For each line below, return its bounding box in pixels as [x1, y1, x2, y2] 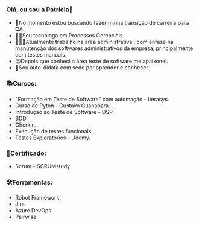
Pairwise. [14, 214, 38, 221]
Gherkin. [14, 121, 37, 128]
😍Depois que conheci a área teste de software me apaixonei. [14, 57, 169, 65]
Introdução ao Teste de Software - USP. [14, 108, 115, 115]
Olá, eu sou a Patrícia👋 [6, 5, 74, 14]
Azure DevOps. [14, 207, 53, 214]
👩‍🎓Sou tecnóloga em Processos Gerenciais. [14, 32, 125, 39]
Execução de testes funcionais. [14, 127, 93, 135]
